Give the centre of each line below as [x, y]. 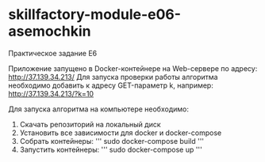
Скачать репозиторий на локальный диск [90, 124]
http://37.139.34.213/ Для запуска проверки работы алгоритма [113, 77]
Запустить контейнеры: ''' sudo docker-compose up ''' [111, 149]
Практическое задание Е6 [53, 53]
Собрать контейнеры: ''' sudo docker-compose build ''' [112, 141]
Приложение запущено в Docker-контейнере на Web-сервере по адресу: [133, 68]
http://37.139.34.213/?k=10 [51, 93]
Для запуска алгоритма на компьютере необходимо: [98, 109]
